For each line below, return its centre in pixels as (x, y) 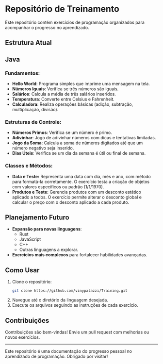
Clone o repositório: (32, 282)
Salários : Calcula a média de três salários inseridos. (64, 94)
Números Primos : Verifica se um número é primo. (62, 132)
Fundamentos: (23, 73)
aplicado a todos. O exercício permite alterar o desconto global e (77, 197)
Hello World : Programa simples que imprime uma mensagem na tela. (81, 84)
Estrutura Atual (28, 43)
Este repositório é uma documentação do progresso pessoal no (69, 351)
